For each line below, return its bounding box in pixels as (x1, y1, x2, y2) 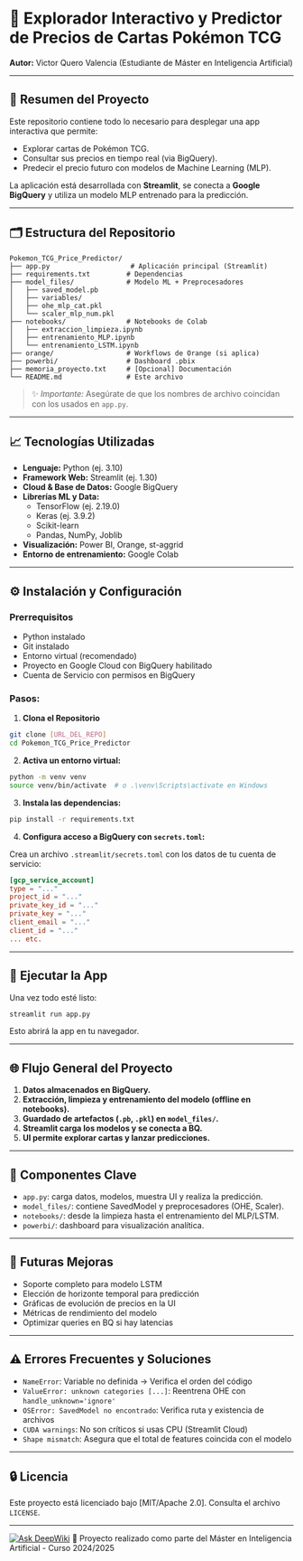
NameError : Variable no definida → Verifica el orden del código (22, 1376, 252, 1387)
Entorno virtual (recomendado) (22, 651, 137, 662)
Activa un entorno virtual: (22, 755, 122, 766)
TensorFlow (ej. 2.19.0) (35, 501, 120, 512)
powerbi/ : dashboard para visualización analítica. (22, 1220, 205, 1231)
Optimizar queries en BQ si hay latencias (22, 1317, 174, 1328)
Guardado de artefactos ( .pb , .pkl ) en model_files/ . (22, 1114, 219, 1124)
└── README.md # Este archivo (9, 372, 183, 381)
